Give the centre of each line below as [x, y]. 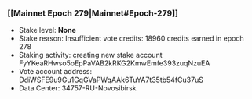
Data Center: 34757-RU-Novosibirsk [77, 88]
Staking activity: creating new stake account [90, 55]
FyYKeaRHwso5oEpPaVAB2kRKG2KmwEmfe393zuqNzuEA [114, 63]
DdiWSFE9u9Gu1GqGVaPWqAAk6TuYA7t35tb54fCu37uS [111, 80]
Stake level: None [47, 30]
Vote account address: [55, 72]
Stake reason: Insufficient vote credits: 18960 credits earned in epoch [131, 38]
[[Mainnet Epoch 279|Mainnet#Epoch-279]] [93, 13]
